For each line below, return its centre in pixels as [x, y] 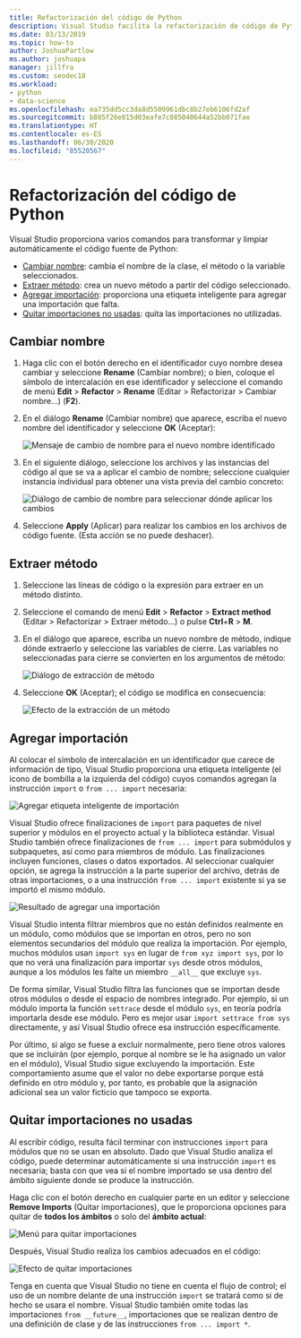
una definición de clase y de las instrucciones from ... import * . [130, 1324]
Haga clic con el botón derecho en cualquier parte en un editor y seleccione [150, 1197]
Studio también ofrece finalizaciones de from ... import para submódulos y [150, 842]
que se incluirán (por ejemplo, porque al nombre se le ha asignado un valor [148, 1054]
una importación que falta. [71, 304]
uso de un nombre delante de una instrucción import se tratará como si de [146, 1295]
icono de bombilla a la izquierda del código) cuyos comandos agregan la [143, 779]
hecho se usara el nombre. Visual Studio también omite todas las [129, 1305]
